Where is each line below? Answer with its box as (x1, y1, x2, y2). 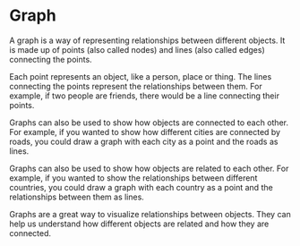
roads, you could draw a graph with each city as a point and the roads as (9, 136, 279, 147)
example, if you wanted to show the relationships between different (9, 172, 258, 183)
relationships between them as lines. (9, 191, 145, 202)
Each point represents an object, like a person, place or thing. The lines (9, 71, 272, 81)
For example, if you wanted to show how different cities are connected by (9, 126, 280, 137)
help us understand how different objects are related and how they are (9, 218, 270, 229)
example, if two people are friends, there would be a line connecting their (9, 90, 280, 101)
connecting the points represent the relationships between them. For (9, 81, 262, 91)
